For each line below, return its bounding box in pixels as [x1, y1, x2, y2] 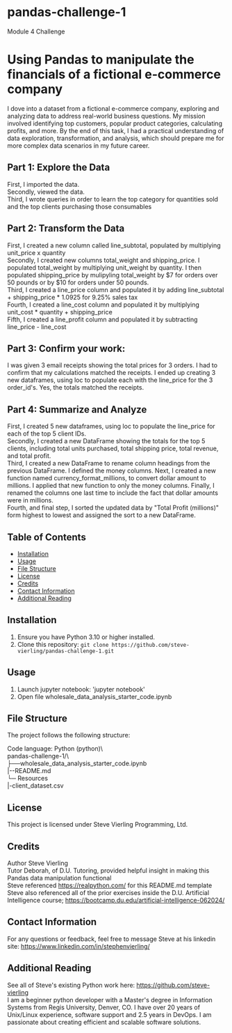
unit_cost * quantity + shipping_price [7, 307, 113, 316]
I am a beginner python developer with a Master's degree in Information [7, 995, 213, 1004]
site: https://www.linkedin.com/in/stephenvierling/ [7, 942, 151, 950]
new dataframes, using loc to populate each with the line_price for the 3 [7, 376, 213, 384]
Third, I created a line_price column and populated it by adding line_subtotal [7, 285, 224, 293]
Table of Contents [7, 531, 87, 543]
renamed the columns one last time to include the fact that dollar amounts [7, 489, 219, 497]
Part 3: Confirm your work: [7, 342, 126, 354]
